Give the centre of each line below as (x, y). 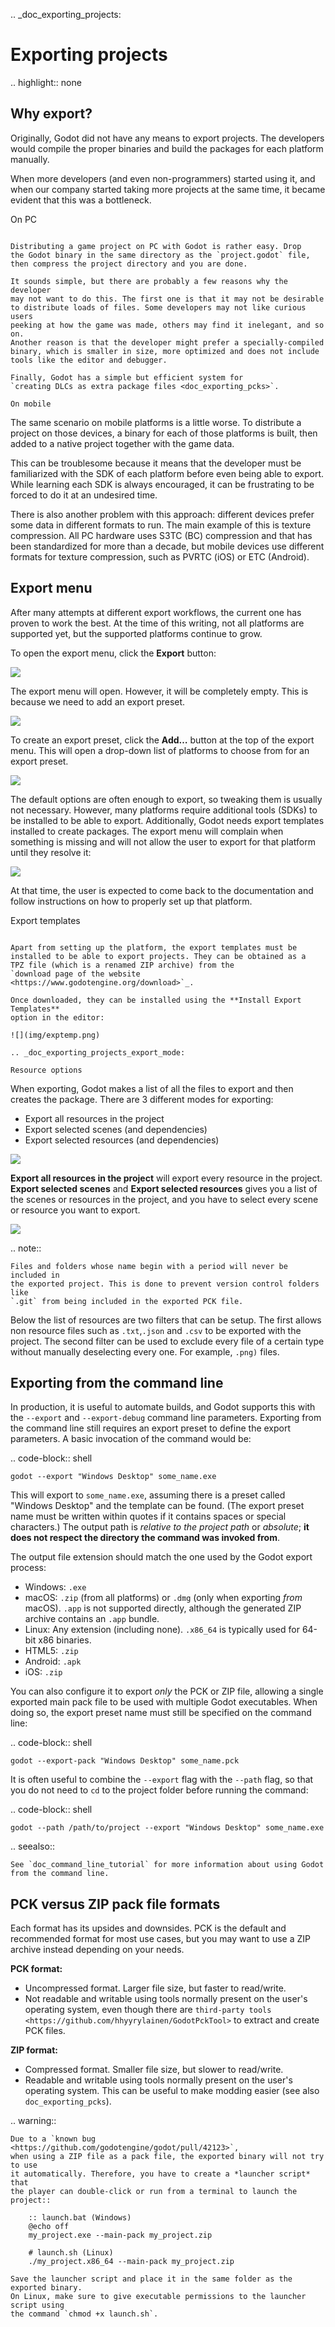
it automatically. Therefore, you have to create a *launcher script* (160, 2174)
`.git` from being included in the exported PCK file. (127, 1301)
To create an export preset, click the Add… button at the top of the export (162, 740)
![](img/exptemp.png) (55, 1035)
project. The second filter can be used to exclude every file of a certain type (167, 1341)
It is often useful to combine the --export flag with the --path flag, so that (162, 1780)
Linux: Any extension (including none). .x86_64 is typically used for (162, 1630)
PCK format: (36, 1969)
